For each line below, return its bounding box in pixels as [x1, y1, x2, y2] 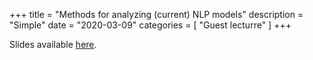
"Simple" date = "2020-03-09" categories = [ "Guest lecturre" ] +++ [9, 19, 292, 31]
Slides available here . [9, 39, 97, 50]
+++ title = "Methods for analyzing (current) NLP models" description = [9, 9, 304, 20]
